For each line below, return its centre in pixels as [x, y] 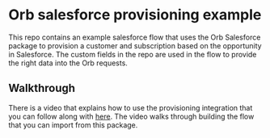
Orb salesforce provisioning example [135, 15]
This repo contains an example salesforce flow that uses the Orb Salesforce [135, 37]
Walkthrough [42, 88]
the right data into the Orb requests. [68, 63]
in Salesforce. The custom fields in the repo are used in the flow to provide [133, 54]
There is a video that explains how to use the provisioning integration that [131, 107]
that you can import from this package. [73, 125]
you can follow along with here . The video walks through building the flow [131, 116]
